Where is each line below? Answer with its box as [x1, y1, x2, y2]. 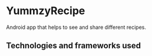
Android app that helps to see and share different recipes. [6, 24, 146, 31]
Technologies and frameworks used [6, 41, 141, 51]
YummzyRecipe [6, 4, 85, 18]
